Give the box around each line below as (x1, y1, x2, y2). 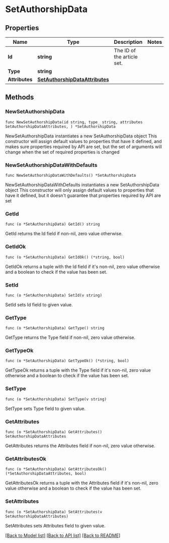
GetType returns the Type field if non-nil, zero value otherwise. (5, 334, 136, 341)
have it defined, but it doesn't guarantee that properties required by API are (5, 192, 161, 198)
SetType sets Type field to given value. (5, 405, 86, 412)
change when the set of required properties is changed (5, 149, 120, 155)
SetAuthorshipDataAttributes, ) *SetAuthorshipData (5, 124, 116, 129)
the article (114, 53, 138, 60)
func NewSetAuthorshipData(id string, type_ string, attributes (5, 119, 143, 124)
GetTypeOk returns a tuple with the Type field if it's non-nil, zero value (5, 367, 151, 373)
